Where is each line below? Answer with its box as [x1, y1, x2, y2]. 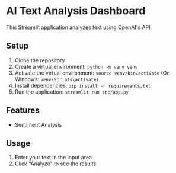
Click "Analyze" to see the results [14, 160, 97, 167]
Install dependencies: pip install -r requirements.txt [14, 82, 151, 89]
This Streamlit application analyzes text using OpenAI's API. [6, 24, 152, 31]
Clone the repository [14, 56, 65, 63]
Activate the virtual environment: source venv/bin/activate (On [14, 69, 170, 76]
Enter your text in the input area [14, 154, 92, 161]
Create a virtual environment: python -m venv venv [14, 63, 138, 70]
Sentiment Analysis [14, 121, 62, 128]
